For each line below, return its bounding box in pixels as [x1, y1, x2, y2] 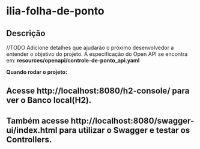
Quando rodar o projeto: [6, 68, 68, 76]
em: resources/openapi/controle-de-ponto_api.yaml [6, 57, 140, 64]
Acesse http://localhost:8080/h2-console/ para [6, 86, 190, 96]
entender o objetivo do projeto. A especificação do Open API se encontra [6, 50, 188, 58]
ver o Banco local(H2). [6, 95, 92, 106]
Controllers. [6, 134, 52, 145]
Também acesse [6, 115, 69, 126]
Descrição [6, 28, 46, 38]
